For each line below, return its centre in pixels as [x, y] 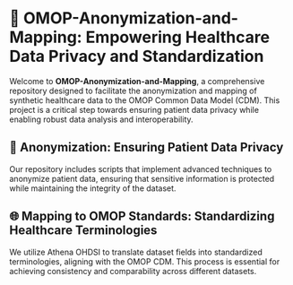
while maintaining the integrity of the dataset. [93, 188]
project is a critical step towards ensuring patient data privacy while [134, 109]
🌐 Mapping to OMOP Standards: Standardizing [142, 216]
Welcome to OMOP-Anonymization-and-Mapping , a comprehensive [137, 81]
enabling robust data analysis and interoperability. [102, 119]
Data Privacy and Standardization [137, 56]
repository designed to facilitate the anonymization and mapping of [133, 91]
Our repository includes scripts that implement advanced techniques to [141, 168]
